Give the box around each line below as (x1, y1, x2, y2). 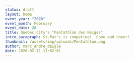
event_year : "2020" (5, 16, 46, 21)
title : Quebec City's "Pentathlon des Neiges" (5, 30, 103, 35)
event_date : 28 (5, 26, 37, 30)
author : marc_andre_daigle (5, 44, 61, 49)
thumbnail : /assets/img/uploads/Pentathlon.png (5, 39, 106, 44)
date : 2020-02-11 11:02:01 (5, 48, 61, 53)
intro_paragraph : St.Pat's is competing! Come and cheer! (5, 35, 130, 40)
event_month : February (5, 21, 52, 26)
